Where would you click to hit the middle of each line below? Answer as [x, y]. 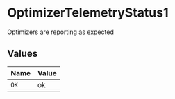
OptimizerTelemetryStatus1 [88, 13]
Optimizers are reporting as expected [61, 32]
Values [23, 54]
